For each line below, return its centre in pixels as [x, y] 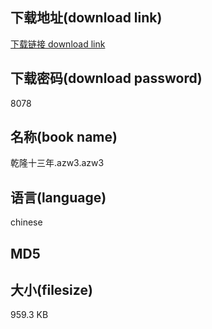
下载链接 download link [58, 44]
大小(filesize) [51, 290]
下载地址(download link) [86, 18]
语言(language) [58, 197]
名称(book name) [64, 137]
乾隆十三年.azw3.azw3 [57, 163]
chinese [26, 222]
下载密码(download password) [106, 78]
